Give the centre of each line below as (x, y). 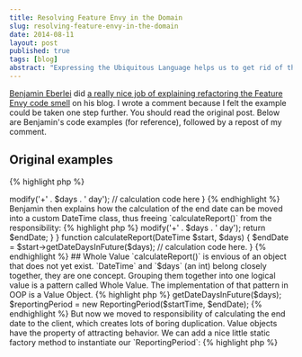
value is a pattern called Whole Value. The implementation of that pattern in (149, 285)
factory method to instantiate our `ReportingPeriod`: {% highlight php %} (144, 342)
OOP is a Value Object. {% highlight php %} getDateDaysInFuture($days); (146, 294)
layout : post (34, 43)
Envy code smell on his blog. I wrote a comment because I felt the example (148, 103)
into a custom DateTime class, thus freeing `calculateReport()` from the (141, 218)
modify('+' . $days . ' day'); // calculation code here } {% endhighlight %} (145, 199)
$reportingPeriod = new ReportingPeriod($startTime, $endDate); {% (136, 304)
